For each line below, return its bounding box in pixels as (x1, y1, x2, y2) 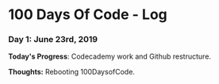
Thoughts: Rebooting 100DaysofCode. (8, 67, 135, 77)
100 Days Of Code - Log (8, 6, 168, 24)
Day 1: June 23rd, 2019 (8, 34, 98, 45)
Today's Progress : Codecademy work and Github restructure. (8, 52, 212, 61)
